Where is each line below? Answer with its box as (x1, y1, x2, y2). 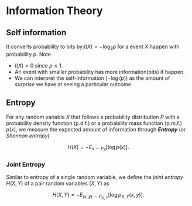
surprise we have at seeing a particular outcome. (14, 80, 133, 87)
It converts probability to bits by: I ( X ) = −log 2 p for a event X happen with (6, 43, 180, 51)
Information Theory (6, 4, 104, 18)
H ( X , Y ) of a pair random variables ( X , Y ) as (6, 180, 109, 187)
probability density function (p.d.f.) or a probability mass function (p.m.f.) (6, 119, 183, 127)
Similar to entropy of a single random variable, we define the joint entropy (6, 174, 183, 181)
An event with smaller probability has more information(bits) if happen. (14, 68, 185, 75)
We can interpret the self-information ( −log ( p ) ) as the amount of (14, 75, 170, 82)
